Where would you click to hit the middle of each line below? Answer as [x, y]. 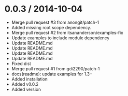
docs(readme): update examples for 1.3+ [52, 74]
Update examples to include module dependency [60, 38]
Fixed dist [21, 64]
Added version [26, 89]
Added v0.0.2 [25, 84]
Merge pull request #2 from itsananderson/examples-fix [67, 32]
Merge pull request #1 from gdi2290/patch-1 [56, 68]
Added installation [29, 79]
